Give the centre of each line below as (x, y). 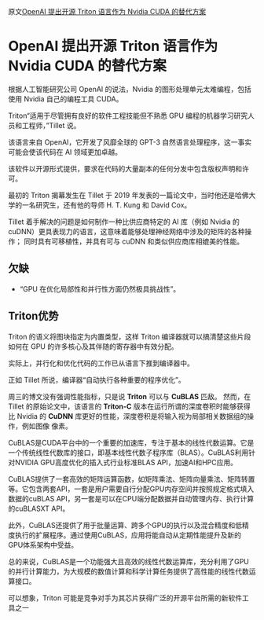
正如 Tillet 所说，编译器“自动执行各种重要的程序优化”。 (97, 380)
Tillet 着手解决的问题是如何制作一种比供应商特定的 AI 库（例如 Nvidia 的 (124, 222)
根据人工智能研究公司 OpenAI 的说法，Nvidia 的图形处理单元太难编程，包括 (130, 89)
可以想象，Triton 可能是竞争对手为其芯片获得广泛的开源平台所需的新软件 (125, 598)
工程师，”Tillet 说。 (51, 125)
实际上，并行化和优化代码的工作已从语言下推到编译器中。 (101, 363)
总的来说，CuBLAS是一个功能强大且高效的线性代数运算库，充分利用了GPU (129, 561)
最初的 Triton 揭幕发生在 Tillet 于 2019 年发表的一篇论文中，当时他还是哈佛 (128, 195)
